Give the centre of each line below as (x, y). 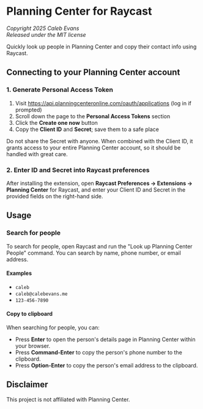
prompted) (28, 110)
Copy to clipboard (30, 314)
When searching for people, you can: (53, 328)
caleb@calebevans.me (41, 294)
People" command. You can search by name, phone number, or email (94, 253)
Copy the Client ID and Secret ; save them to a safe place (87, 129)
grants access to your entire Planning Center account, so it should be (94, 148)
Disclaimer (27, 385)
